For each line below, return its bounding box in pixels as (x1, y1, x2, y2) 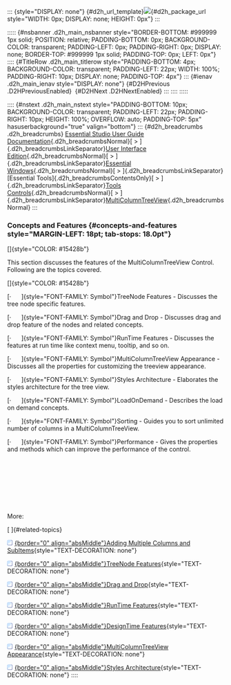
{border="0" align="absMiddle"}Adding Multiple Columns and (14, 539, 191, 547)
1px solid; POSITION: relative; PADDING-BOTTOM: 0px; (7, 35, 163, 44)
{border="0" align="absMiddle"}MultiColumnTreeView (14, 643, 169, 651)
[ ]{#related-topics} (7, 526, 63, 534)
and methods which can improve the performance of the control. (7, 445, 191, 453)
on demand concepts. (7, 403, 70, 412)
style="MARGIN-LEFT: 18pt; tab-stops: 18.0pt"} (7, 229, 172, 239)
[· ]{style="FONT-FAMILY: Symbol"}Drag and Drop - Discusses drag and (7, 313, 221, 322)
